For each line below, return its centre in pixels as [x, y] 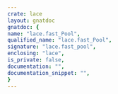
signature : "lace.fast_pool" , [52, 47]
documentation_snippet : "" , [49, 73]
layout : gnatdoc [31, 20]
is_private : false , [36, 60]
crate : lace [25, 14]
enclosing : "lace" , [36, 54]
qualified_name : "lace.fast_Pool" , [60, 40]
